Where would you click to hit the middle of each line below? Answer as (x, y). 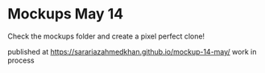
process (21, 60)
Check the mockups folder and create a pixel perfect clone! (106, 36)
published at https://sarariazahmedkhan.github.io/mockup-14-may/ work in (132, 51)
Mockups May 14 (66, 14)
